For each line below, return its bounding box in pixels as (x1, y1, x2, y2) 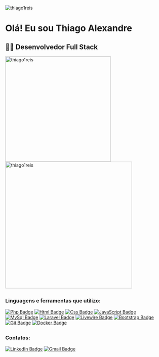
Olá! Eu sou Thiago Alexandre (5, 23, 133, 34)
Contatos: (5, 334, 30, 341)
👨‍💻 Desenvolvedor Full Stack (5, 43, 98, 51)
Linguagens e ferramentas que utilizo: (5, 297, 101, 304)
